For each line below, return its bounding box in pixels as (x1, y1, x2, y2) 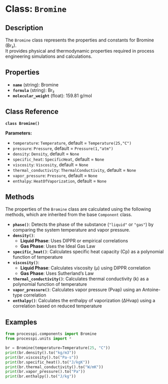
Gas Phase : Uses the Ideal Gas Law (20, 243, 96, 250)
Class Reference (5, 107, 59, 116)
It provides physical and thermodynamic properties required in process (5, 48, 154, 54)
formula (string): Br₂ (12, 87, 55, 93)
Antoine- (142, 287, 161, 293)
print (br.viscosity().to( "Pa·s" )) (5, 355, 79, 360)
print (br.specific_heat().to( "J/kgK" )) (5, 359, 90, 365)
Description (5, 24, 43, 32)
